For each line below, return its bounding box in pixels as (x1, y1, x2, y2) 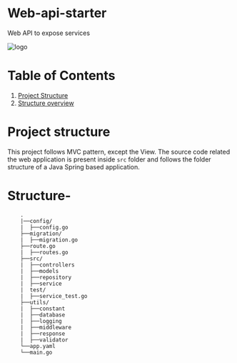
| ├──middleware (20, 324, 72, 331)
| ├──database (20, 311, 66, 319)
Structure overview (17, 99, 74, 107)
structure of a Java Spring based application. (7, 162, 141, 171)
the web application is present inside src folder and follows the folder (7, 155, 212, 164)
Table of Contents (7, 68, 116, 84)
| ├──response (20, 330, 66, 337)
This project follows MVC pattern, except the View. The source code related (7, 147, 231, 156)
